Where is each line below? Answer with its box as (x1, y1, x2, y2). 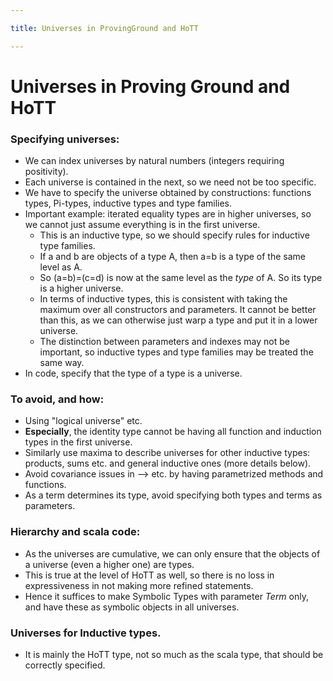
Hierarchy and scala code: (10, 525, 141, 539)
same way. (39, 357, 85, 369)
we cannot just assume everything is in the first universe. (24, 219, 261, 231)
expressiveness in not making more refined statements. (24, 579, 254, 591)
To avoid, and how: (10, 392, 105, 406)
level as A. (39, 261, 83, 273)
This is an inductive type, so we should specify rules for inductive (39, 229, 310, 241)
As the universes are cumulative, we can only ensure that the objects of (24, 547, 321, 560)
